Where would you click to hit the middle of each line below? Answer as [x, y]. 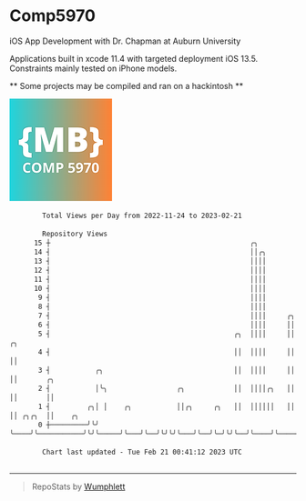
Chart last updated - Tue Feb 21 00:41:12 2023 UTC [143, 452]
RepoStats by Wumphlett [78, 486]
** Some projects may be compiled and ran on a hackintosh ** [127, 85]
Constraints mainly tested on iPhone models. [93, 68]
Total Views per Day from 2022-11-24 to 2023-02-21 [143, 215]
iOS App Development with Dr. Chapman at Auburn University [125, 41]
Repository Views [75, 234]
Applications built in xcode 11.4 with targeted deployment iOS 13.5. [134, 58]
